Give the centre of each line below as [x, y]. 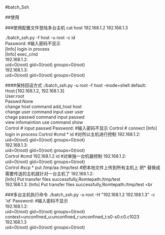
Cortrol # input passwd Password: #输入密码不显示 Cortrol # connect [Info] [81, 128]
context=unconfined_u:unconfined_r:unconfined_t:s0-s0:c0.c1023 [72, 217]
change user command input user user [44, 112]
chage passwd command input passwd [45, 117]
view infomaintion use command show [44, 122]
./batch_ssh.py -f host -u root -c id [40, 37]
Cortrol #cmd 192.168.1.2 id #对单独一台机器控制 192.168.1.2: [66, 156]
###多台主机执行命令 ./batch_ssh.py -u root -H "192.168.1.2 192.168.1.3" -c [80, 195]
